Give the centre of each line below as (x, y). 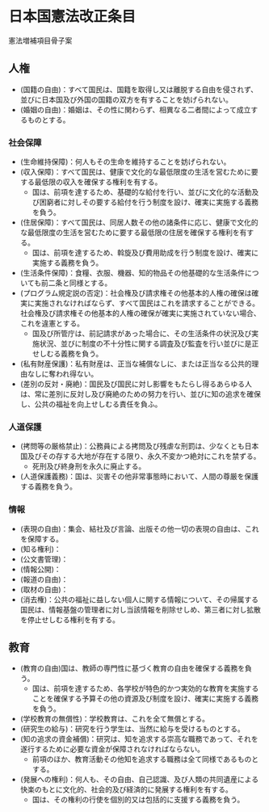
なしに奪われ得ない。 (63, 374)
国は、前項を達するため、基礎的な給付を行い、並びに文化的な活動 (142, 192)
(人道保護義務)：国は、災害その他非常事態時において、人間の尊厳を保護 (139, 477)
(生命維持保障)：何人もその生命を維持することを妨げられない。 (125, 162)
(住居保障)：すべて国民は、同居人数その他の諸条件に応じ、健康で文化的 (139, 222)
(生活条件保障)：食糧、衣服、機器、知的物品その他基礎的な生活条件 (132, 273)
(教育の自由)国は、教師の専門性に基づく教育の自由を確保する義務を (132, 668)
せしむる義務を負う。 (67, 354)
